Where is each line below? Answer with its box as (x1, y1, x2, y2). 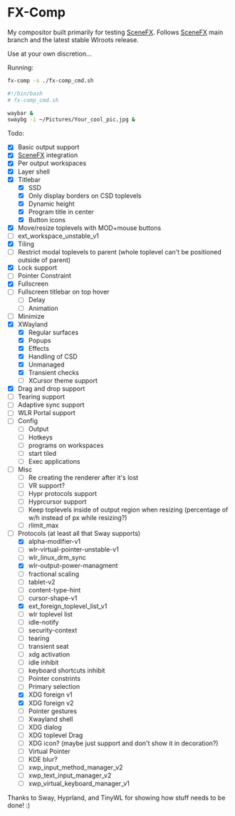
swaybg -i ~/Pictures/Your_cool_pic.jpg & (7, 116, 135, 124)
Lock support (17, 264, 57, 272)
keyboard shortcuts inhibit (28, 666, 105, 675)
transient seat (28, 642, 69, 651)
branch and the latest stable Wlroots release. (7, 35, 139, 44)
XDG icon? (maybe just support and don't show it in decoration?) (28, 739, 219, 747)
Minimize (17, 312, 45, 320)
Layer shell (17, 167, 50, 176)
